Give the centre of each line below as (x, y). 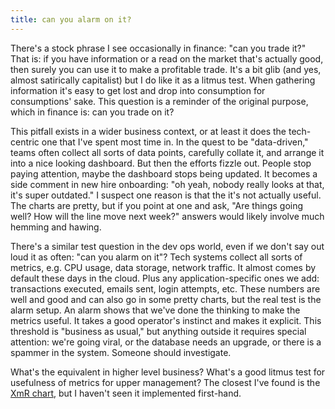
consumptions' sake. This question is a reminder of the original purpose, (159, 101)
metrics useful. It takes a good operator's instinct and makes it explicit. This (166, 320)
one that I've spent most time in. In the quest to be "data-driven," (175, 142)
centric (25, 142)
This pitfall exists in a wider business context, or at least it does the (148, 131)
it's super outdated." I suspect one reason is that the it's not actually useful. (166, 195)
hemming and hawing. (56, 227)
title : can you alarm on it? (71, 19)
